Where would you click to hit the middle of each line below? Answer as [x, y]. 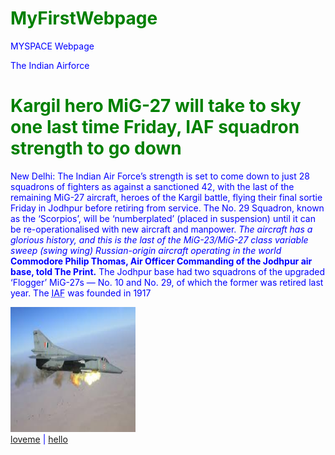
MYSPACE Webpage [52, 46]
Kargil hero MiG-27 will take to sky [156, 106]
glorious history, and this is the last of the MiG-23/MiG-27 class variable [159, 239]
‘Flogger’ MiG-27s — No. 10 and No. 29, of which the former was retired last [167, 282]
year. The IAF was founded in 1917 [81, 293]
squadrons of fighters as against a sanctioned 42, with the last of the [152, 186]
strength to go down [96, 148]
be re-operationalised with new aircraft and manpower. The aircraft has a [161, 229]
